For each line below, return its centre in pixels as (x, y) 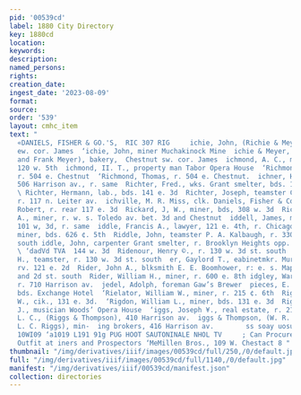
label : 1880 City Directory (62, 26)
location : (28, 43)
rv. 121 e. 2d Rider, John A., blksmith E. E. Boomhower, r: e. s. (148, 268)
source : (24, 110)
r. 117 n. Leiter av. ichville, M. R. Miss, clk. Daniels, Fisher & (150, 202)
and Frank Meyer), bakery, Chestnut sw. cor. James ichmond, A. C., (152, 159)
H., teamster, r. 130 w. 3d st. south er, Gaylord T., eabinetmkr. (148, 260)
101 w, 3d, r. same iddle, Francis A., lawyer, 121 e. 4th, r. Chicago (156, 226)
